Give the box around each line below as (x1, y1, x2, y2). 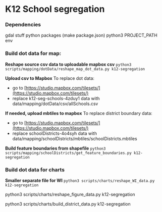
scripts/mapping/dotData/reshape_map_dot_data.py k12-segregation (5, 66, 145, 71)
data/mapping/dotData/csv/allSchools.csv (12, 101, 98, 106)
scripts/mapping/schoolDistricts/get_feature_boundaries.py (5, 150, 132, 156)
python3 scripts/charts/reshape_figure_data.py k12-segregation (5, 192, 135, 198)
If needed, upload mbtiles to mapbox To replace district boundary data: (5, 110, 153, 116)
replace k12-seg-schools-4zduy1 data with (12, 95, 100, 101)
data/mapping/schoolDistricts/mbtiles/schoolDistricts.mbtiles (12, 135, 137, 142)
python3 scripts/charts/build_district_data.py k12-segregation (5, 201, 131, 207)
